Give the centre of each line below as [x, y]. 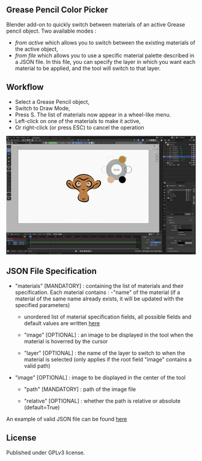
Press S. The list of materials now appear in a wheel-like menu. [93, 115]
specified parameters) [42, 305]
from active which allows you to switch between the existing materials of [105, 42]
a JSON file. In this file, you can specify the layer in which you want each [105, 62]
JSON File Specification [52, 271]
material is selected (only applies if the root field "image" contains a [108, 359]
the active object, [36, 49]
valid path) [37, 366]
